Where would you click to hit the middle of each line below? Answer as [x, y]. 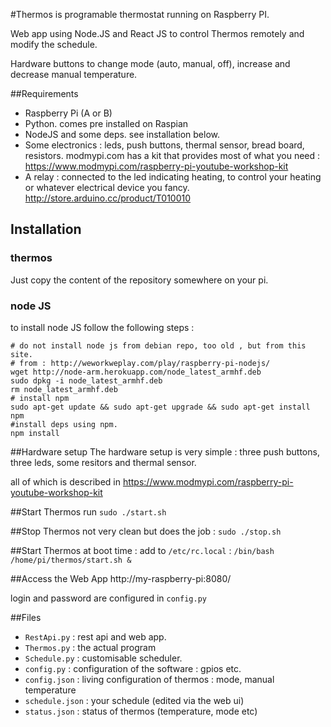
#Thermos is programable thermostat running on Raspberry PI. [140, 14]
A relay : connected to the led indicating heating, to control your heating [173, 177]
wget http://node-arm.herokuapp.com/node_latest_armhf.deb [136, 372]
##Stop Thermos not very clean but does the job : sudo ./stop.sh [146, 531]
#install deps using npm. [64, 424]
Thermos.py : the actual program [90, 647]
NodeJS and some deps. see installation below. [122, 134]
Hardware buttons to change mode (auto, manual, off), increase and [150, 63]
